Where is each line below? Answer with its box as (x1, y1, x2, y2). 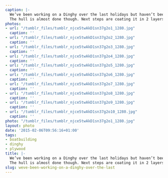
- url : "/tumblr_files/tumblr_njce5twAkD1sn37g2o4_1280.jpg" (5, 53, 135, 59)
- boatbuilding (5, 137, 37, 142)
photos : (5, 21, 21, 26)
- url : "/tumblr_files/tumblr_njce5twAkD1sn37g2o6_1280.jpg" (5, 72, 135, 77)
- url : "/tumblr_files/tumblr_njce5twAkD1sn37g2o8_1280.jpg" (5, 91, 135, 96)
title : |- (5, 151, 26, 156)
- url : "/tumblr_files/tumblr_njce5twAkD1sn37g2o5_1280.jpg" (5, 63, 135, 68)
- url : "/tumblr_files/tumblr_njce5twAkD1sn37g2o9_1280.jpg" (5, 100, 135, 105)
